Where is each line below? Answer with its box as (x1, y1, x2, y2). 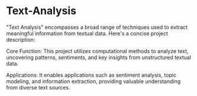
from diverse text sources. (6, 84, 70, 91)
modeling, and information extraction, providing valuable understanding (6, 78, 181, 85)
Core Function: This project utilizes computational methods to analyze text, (6, 47, 189, 54)
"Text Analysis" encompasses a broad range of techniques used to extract (6, 24, 188, 31)
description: (6, 36, 35, 43)
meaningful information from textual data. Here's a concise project (6, 29, 169, 37)
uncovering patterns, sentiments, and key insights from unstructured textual (6, 54, 191, 61)
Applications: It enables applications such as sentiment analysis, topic (6, 71, 176, 78)
